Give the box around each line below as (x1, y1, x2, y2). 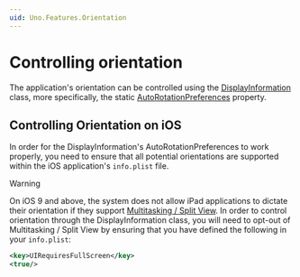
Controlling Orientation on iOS (9, 117, 182, 133)
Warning (9, 178, 41, 189)
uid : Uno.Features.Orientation (9, 13, 127, 23)
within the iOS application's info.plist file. (9, 161, 169, 171)
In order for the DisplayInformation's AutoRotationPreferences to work (9, 142, 269, 152)
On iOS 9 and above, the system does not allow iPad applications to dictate (9, 196, 288, 207)
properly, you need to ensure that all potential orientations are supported (9, 151, 279, 162)
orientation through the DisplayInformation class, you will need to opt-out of (9, 215, 291, 226)
